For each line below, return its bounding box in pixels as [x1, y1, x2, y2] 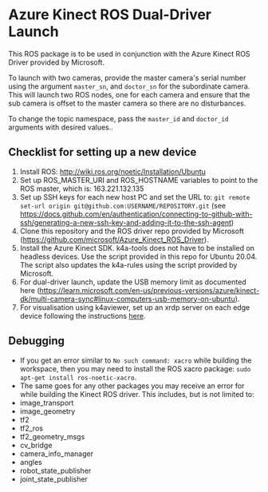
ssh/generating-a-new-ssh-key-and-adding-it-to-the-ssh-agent [19, 217, 232, 227]
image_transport [19, 398, 74, 407]
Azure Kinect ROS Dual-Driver [8, 6, 212, 24]
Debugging [8, 334, 65, 348]
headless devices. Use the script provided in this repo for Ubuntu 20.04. [19, 252, 258, 261]
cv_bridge [19, 440, 53, 450]
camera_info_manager [19, 449, 94, 458]
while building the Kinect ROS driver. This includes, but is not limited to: [19, 389, 255, 399]
